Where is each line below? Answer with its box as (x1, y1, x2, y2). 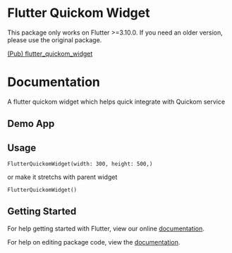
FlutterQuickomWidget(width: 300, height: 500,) (7, 161, 153, 168)
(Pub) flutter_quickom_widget (7, 49, 93, 58)
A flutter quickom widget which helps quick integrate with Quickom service (7, 97, 226, 106)
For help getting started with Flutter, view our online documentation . (7, 224, 204, 233)
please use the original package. (7, 35, 102, 44)
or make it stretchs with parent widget (7, 173, 118, 181)
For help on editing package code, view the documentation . (7, 237, 181, 246)
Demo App (7, 118, 55, 130)
